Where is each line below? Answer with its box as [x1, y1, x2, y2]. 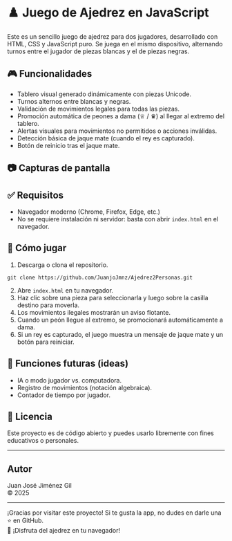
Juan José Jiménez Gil [7, 482, 72, 490]
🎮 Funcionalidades [7, 68, 93, 80]
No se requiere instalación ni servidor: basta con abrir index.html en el [17, 214, 219, 223]
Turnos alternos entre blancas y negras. [17, 97, 131, 105]
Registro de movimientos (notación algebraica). [17, 383, 153, 392]
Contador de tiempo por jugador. [17, 391, 111, 399]
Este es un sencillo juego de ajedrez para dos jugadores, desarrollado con [7, 32, 218, 41]
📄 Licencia [7, 410, 53, 422]
